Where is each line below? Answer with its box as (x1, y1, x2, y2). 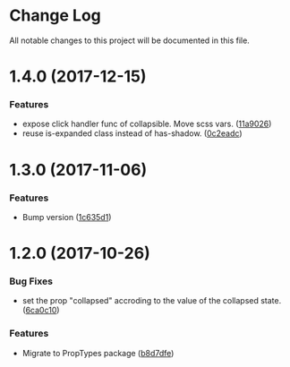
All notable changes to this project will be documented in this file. (9, 35, 251, 46)
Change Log (9, 5, 101, 26)
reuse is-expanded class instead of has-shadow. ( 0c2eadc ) (21, 128, 243, 139)
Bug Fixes (9, 275, 54, 287)
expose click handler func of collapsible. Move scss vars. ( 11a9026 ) (21, 118, 272, 130)
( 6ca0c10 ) (21, 305, 60, 316)
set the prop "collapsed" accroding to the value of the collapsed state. (21, 295, 282, 306)
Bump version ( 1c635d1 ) (21, 211, 112, 222)
